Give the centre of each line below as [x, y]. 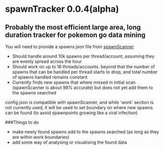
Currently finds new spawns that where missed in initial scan [74, 82]
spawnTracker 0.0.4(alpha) [62, 9]
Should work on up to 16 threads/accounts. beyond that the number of [83, 67]
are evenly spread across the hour [47, 61]
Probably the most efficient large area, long [73, 27]
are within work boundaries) [41, 137]
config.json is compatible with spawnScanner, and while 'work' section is [79, 102]
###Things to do [22, 122]
